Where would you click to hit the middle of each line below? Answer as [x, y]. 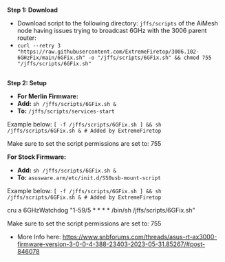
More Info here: [39, 237]
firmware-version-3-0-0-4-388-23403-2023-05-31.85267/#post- [111, 244]
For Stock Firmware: [37, 157]
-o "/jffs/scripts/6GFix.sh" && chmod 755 [150, 58]
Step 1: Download [33, 10]
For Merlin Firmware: [48, 96]
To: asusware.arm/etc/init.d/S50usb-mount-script [89, 177]
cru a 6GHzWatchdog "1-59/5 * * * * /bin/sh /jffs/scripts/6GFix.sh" [101, 210]
